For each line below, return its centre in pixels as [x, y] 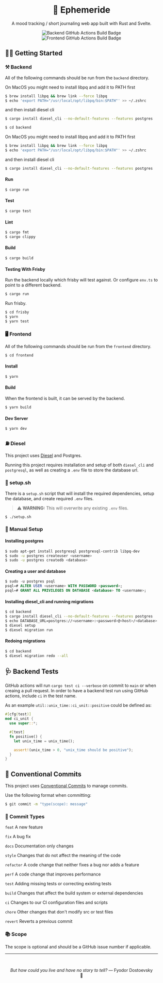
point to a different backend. [33, 285]
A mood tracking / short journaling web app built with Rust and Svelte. [81, 23]
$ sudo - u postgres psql [30, 581]
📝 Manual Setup [24, 529]
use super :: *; [24, 723]
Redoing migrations [25, 641]
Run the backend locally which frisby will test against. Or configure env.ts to [81, 280]
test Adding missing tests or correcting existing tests [58, 884]
